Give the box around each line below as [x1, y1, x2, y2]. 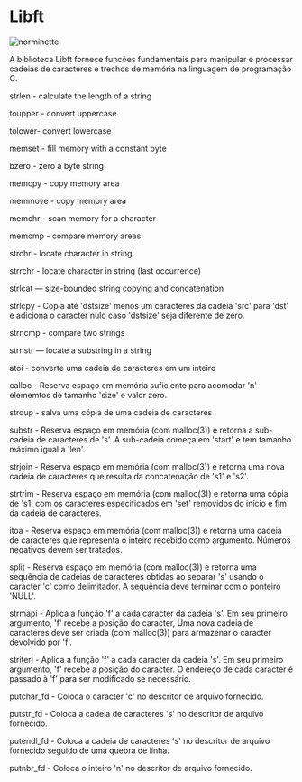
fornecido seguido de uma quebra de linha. [9, 745, 169, 756]
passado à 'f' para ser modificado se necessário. [9, 673, 191, 684]
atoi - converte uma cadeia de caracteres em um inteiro [9, 362, 216, 373]
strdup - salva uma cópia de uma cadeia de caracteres [9, 406, 213, 417]
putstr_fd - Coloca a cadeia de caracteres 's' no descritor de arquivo [9, 708, 264, 719]
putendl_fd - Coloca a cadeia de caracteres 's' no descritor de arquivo [9, 735, 270, 746]
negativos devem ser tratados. [9, 544, 123, 554]
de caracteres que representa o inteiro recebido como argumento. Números [9, 535, 291, 545]
